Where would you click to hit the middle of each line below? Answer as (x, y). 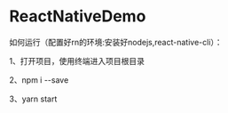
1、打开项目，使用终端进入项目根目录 (77, 61)
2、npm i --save (39, 80)
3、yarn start (33, 99)
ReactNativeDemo (78, 16)
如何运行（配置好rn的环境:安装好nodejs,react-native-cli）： (116, 42)
